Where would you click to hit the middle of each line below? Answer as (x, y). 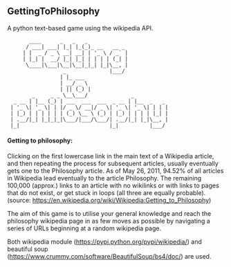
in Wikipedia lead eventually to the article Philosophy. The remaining (104, 178)
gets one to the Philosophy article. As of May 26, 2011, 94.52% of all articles (115, 171)
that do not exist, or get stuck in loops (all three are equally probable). (107, 193)
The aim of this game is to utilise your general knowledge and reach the (109, 214)
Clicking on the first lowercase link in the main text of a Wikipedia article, (111, 156)
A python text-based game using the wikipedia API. (80, 28)
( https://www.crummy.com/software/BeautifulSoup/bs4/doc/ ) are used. (109, 257)
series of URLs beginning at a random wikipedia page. (84, 228)
